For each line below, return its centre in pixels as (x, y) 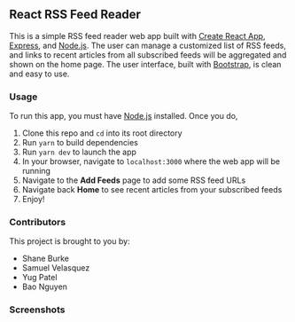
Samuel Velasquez (56, 268)
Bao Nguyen (45, 287)
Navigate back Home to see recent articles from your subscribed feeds (152, 190)
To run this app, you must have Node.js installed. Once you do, (124, 116)
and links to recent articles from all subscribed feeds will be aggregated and (148, 55)
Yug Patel (39, 278)
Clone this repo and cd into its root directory (102, 133)
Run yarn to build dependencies (80, 143)
